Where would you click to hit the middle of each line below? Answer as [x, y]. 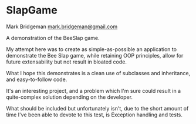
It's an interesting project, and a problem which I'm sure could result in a [93, 91]
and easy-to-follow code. [37, 79]
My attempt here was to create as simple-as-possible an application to [92, 49]
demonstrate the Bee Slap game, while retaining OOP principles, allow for [95, 55]
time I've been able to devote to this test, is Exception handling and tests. [94, 115]
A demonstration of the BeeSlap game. [53, 38]
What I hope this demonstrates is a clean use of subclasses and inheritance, [98, 73]
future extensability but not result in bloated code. [67, 62]
